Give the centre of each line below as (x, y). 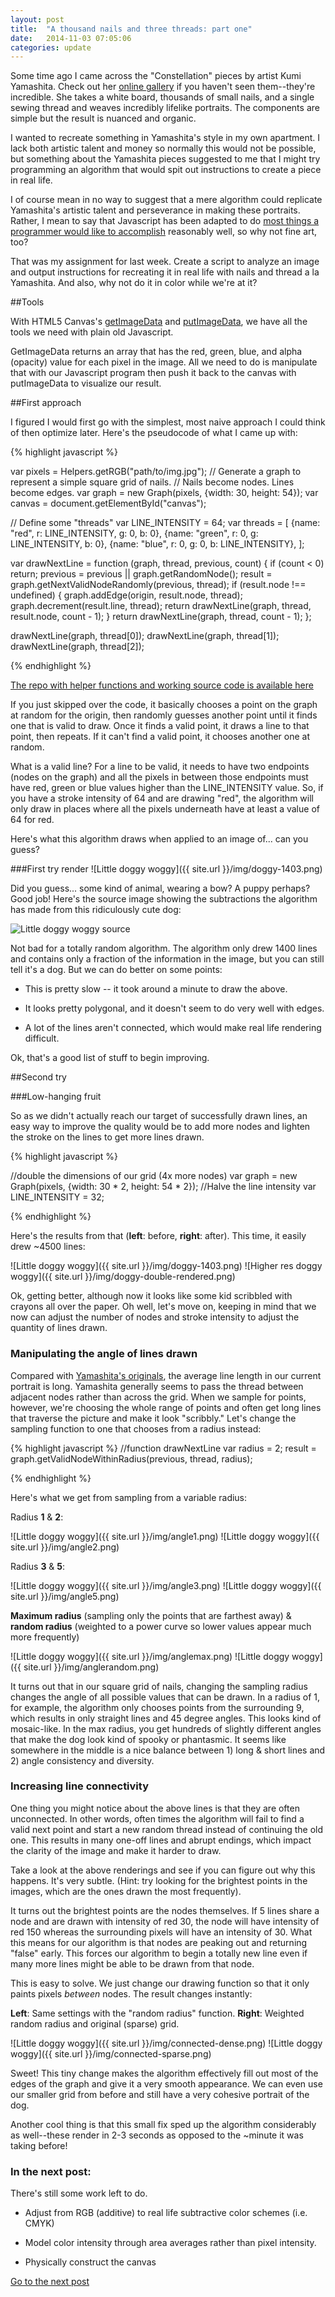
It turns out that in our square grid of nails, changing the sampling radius (159, 1686)
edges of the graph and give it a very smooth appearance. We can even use (166, 2083)
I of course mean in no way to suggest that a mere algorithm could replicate (166, 200)
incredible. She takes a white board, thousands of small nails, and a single (162, 97)
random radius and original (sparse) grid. (95, 2023)
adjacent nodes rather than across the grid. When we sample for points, (158, 1397)
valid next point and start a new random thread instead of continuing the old (167, 1829)
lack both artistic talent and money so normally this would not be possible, (163, 148)
